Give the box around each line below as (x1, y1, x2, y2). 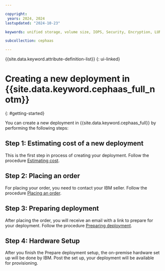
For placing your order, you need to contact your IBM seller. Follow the (5, 185, 147, 190)
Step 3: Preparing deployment (5, 204, 99, 213)
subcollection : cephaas (5, 38, 54, 43)
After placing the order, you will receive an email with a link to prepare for (5, 217, 153, 223)
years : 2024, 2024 (7, 16, 45, 21)
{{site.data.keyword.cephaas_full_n (5, 84, 156, 95)
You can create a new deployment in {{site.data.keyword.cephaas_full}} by (5, 120, 156, 126)
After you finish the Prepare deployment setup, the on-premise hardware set (5, 250, 160, 256)
